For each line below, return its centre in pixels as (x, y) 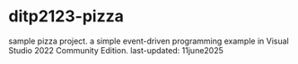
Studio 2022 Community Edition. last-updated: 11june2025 (116, 50)
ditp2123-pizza (66, 16)
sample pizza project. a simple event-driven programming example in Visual (149, 41)
